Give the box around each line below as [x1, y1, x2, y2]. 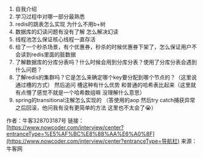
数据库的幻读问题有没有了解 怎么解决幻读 [15, 28, 119, 35]
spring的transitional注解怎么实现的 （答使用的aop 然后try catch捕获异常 [15, 97, 196, 103]
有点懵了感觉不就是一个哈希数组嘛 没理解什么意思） [15, 89, 145, 96]
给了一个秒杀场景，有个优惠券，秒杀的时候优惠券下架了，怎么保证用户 [15, 43, 192, 50]
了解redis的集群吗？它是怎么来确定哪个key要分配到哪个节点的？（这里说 [15, 74, 197, 81]
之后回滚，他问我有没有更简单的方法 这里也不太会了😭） [15, 104, 157, 111]
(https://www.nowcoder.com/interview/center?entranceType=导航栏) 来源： [6, 137, 198, 145]
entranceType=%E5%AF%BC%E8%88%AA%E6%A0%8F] [6, 130, 155, 137]
